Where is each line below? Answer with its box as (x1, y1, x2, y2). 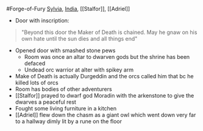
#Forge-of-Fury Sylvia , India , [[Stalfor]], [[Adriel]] (6, 5, 130, 12)
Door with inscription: (15, 17, 69, 24)
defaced (24, 60, 46, 67)
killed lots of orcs (15, 79, 59, 86)
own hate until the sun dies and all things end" (21, 35, 138, 42)
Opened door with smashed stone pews (15, 47, 116, 54)
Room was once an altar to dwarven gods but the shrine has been (24, 53, 190, 60)
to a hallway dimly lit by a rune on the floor (15, 118, 123, 125)
